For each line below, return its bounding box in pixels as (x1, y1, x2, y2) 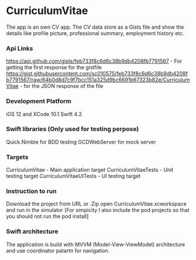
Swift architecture (6, 227, 59, 235)
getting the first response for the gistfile (6, 64, 102, 71)
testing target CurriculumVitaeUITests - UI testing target (6, 173, 141, 180)
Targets (6, 153, 29, 161)
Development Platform (6, 97, 71, 105)
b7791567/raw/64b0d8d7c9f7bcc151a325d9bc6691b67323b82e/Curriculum (6, 76, 190, 83)
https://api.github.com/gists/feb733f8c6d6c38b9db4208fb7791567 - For (6, 57, 183, 65)
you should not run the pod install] (6, 213, 89, 220)
